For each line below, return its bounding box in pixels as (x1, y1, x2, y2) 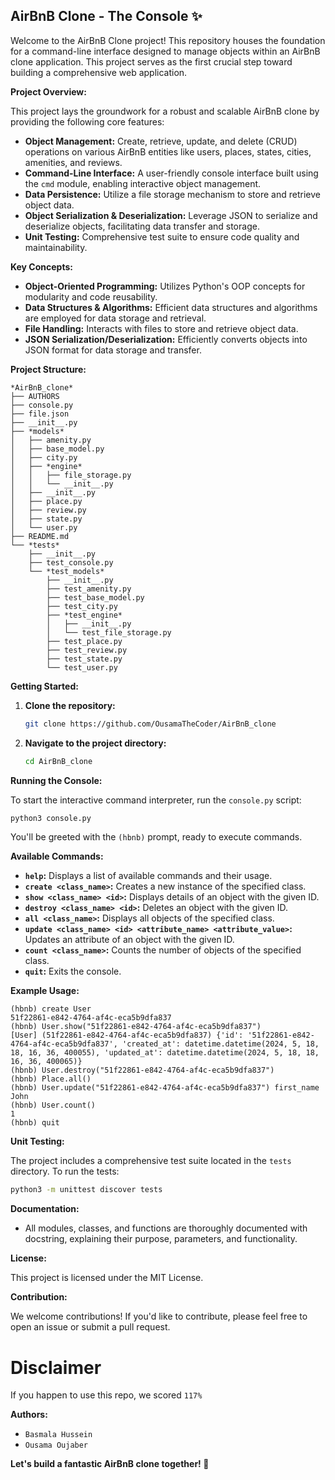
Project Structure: (10, 363, 87, 375)
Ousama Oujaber (24, 1440, 89, 1451)
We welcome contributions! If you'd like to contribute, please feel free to (10, 1310, 308, 1323)
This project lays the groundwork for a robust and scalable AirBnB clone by (10, 105, 320, 117)
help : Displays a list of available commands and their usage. (24, 870, 273, 882)
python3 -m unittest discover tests (10, 1185, 163, 1195)
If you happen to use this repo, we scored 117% (10, 1389, 203, 1401)
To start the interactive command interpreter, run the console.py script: (10, 794, 302, 806)
